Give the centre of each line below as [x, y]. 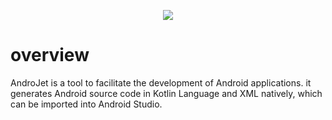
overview [50, 55]
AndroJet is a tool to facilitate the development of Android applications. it [161, 82]
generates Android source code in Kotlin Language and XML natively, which [166, 93]
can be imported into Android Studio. [86, 104]
